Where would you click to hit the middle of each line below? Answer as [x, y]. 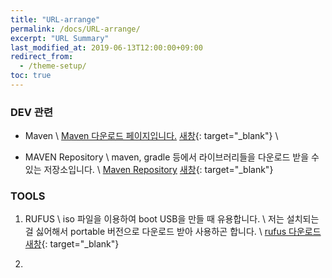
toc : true [31, 76]
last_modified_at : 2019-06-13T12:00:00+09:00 [106, 47]
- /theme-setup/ [53, 66]
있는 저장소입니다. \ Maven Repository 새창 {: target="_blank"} [149, 170]
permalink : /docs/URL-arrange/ [75, 29]
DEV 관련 [31, 112]
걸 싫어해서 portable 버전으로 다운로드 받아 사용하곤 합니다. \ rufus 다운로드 [173, 232]
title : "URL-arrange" [55, 19]
